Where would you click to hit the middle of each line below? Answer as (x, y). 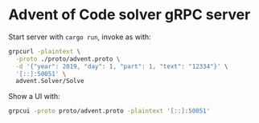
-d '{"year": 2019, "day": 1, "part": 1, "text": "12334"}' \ (122, 66)
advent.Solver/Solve (50, 81)
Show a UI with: (34, 97)
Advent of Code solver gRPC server (129, 15)
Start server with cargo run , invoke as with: (80, 37)
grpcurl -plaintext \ (45, 51)
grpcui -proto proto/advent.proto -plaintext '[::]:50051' (109, 111)
